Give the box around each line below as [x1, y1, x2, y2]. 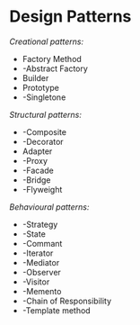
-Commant [22, 238, 63, 248]
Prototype [22, 82, 60, 93]
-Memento [22, 285, 62, 296]
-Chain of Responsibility [22, 295, 112, 306]
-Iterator [22, 248, 54, 258]
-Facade [22, 165, 54, 176]
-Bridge [22, 174, 51, 185]
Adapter [22, 146, 53, 157]
